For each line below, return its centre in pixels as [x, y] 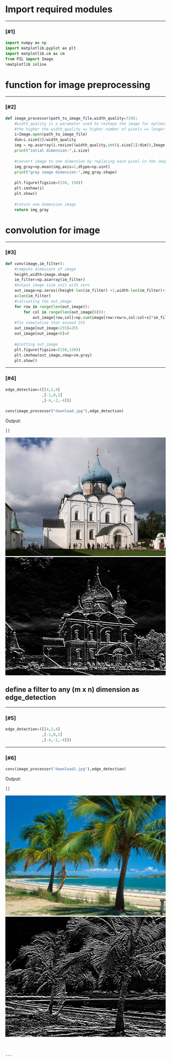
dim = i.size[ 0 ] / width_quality [45, 140]
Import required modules [59, 9]
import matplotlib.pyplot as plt [41, 48]
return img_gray [32, 210]
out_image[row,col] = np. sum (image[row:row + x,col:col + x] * [93, 317]
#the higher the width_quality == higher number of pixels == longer [90, 129]
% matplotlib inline [26, 64]
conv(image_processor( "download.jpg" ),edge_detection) [65, 411]
